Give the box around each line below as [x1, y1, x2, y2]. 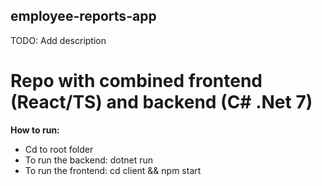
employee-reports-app [10, 8, 157, 25]
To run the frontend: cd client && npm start [24, 164, 202, 176]
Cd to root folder [24, 143, 94, 155]
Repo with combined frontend [10, 70, 263, 92]
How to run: [10, 124, 60, 136]
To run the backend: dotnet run [24, 154, 154, 166]
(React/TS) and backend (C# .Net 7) [10, 91, 313, 113]
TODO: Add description [10, 34, 107, 46]
